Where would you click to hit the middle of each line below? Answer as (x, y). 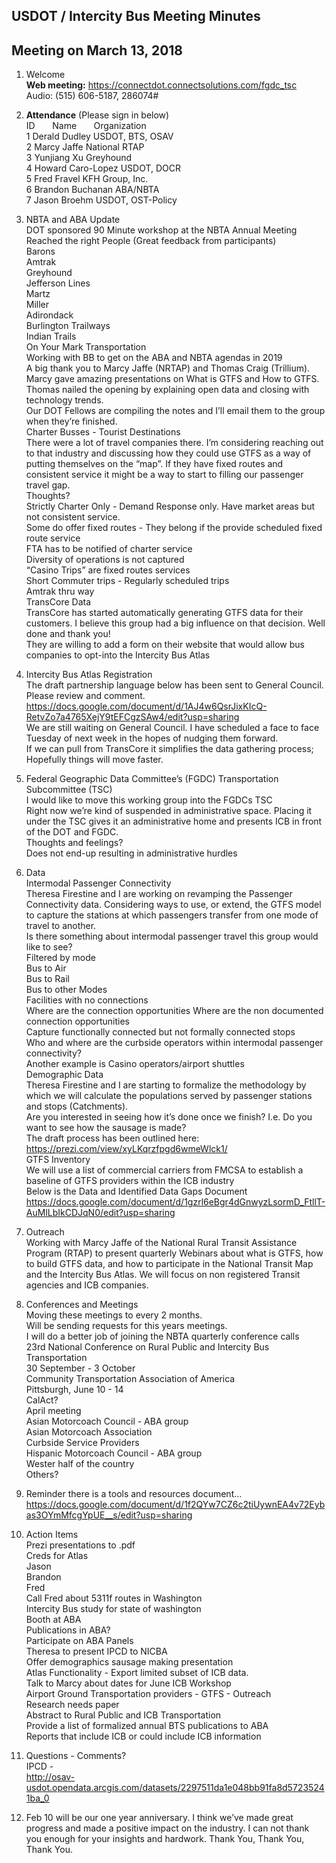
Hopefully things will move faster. (94, 760)
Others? (42, 1475)
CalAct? (42, 1400)
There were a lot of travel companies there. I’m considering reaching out (174, 443)
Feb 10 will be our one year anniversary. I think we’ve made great (159, 1818)
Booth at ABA (53, 1620)
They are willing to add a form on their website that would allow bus (165, 645)
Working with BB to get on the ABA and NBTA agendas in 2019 (154, 358)
